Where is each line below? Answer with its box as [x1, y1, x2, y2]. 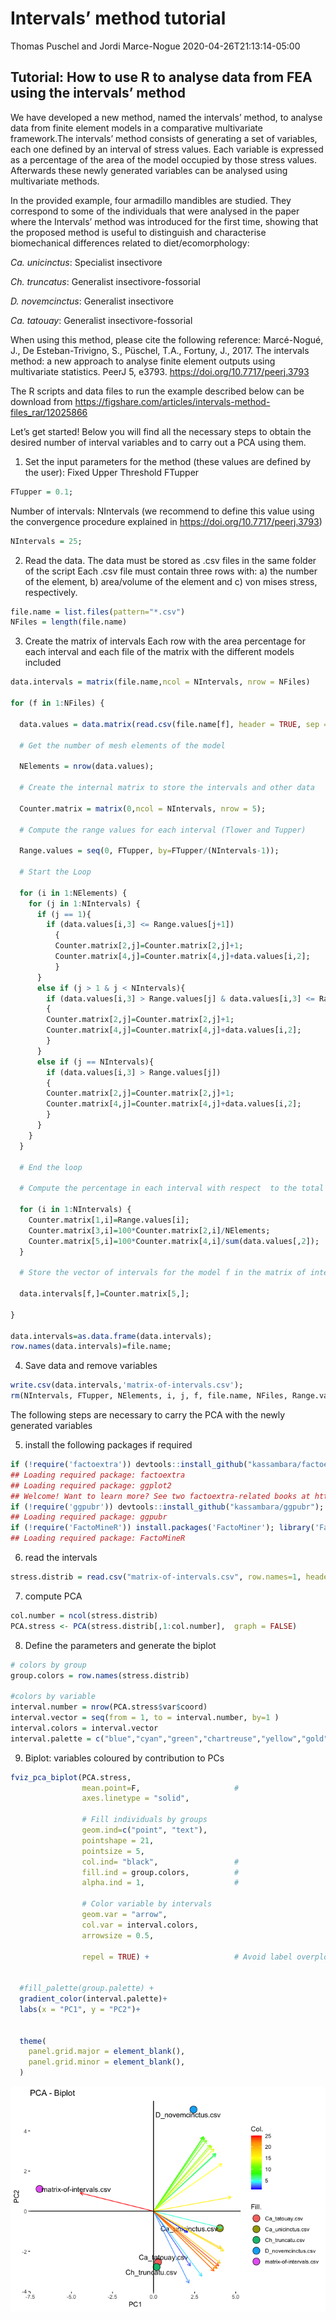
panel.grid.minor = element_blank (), [28, 2057, 186, 2067]
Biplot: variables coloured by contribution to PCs [24, 1752, 225, 1764]
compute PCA [24, 1590, 83, 1602]
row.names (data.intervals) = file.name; [10, 1342, 172, 1352]
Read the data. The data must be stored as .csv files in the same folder [24, 554, 317, 566]
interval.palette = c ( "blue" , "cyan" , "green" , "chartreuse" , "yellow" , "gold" [10, 1733, 329, 1744]
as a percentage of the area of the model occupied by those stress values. [10, 153, 317, 166]
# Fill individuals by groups [81, 1815, 208, 1825]
